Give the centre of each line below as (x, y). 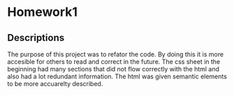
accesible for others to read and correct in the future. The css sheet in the (114, 62)
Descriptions (36, 38)
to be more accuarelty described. (55, 84)
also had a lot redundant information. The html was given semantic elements (117, 76)
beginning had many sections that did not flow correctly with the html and (114, 69)
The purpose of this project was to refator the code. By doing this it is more (116, 54)
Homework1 (43, 12)
